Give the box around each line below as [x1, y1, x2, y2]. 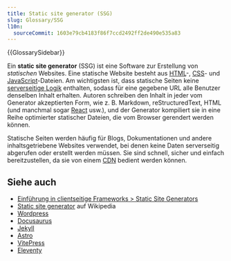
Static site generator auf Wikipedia [17, 202, 116, 210]
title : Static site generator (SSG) [7, 10, 113, 17]
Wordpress [17, 209, 49, 218]
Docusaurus [17, 217, 53, 225]
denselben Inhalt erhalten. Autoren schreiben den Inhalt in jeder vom [7, 91, 203, 100]
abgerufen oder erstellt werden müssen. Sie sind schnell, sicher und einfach [7, 149, 225, 157]
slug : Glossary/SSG [7, 17, 64, 24]
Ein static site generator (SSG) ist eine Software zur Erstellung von [7, 62, 198, 70]
